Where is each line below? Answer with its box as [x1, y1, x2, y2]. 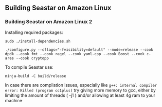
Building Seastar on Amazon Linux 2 [5, 18, 92, 25]
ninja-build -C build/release [5, 74, 67, 78]
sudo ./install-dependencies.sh [5, 39, 71, 44]
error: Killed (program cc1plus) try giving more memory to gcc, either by [5, 87, 156, 93]
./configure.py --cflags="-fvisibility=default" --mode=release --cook [5, 47, 153, 52]
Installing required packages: [5, 29, 63, 35]
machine [5, 97, 23, 103]
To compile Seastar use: [5, 64, 54, 70]
